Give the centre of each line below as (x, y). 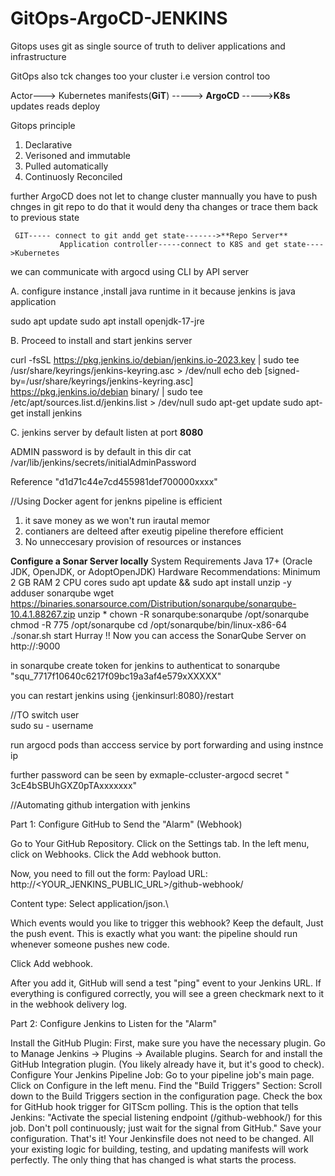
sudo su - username (52, 725)
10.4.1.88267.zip (43, 614)
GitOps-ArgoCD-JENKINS (119, 18)
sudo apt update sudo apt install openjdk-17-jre (107, 321)
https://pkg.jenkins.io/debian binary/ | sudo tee (106, 391)
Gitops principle (43, 125)
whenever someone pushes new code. (90, 944)
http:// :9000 (35, 646)
